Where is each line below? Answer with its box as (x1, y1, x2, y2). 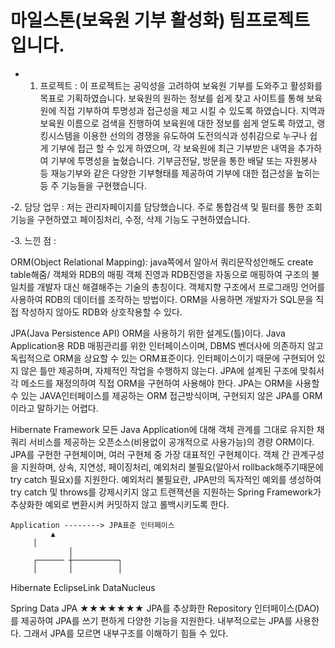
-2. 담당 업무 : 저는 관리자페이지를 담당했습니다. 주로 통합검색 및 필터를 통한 (10, 201, 305, 213)
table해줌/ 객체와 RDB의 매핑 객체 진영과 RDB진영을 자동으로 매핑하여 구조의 (10, 268, 310, 280)
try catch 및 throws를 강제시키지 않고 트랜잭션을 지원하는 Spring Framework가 (10, 486, 322, 498)
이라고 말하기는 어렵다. (10, 402, 99, 414)
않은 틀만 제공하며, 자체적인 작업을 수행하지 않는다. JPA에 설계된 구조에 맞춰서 (20, 364, 325, 376)
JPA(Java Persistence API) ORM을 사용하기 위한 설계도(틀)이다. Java (10, 327, 286, 339)
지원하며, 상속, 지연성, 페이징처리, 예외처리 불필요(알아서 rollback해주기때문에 (20, 461, 324, 473)
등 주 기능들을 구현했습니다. (39, 179, 147, 191)
